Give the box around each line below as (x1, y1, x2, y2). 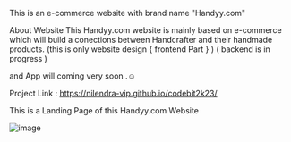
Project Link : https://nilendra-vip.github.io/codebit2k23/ (9, 88, 218, 98)
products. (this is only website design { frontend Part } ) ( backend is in (9, 44, 270, 54)
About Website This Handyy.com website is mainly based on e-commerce (9, 25, 282, 35)
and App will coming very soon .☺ (9, 71, 136, 81)
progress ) (9, 54, 47, 63)
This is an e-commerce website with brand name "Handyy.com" (9, 8, 246, 18)
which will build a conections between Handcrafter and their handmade (9, 35, 273, 45)
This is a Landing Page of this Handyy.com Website (9, 105, 200, 115)
